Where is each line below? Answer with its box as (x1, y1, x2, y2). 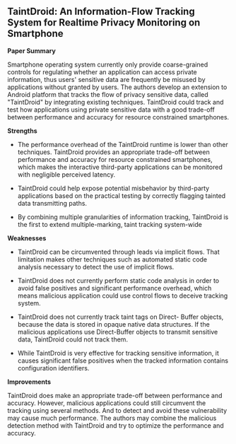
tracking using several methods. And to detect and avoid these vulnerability (7, 406, 228, 414)
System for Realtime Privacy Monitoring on (7, 17, 201, 29)
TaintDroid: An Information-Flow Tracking (7, 6, 196, 18)
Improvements (7, 378, 52, 386)
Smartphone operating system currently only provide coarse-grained (7, 60, 208, 69)
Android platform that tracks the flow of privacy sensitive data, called (7, 90, 208, 98)
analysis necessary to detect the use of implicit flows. (17, 262, 175, 271)
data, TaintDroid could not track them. (17, 335, 129, 344)
